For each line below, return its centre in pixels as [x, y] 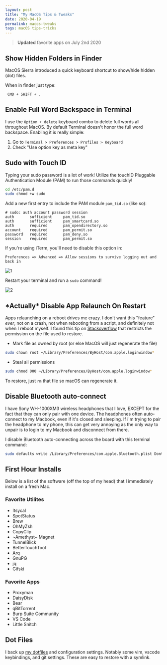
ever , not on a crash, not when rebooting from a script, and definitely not [80, 323]
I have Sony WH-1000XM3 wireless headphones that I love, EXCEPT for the [82, 408]
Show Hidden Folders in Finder [54, 58]
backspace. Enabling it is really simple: [45, 132]
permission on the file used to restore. [44, 334]
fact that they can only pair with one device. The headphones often [74, 414]
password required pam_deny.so [46, 234]
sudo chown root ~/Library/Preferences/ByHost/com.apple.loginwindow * [80, 353]
